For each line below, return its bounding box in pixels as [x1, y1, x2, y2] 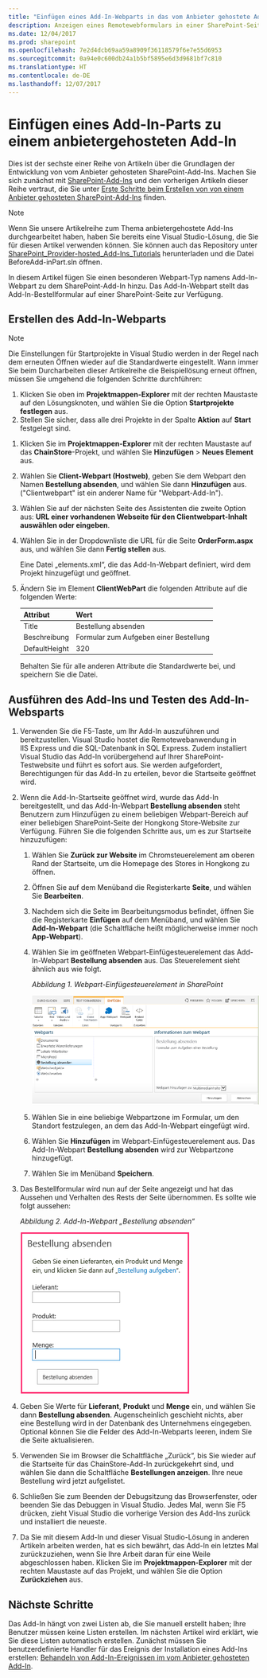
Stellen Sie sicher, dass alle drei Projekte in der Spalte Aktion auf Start [19, 415, 252, 425]
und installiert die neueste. [19, 1517, 107, 1527]
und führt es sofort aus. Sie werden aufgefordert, [61, 760, 222, 770]
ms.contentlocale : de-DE [8, 72, 91, 80]
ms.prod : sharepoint [8, 38, 77, 46]
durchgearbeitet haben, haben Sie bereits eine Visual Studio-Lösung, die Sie [8, 232, 259, 241]
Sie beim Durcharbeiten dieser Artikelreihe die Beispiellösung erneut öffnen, [8, 366, 257, 376]
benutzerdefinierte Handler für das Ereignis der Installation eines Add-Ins [8, 1645, 248, 1654]
